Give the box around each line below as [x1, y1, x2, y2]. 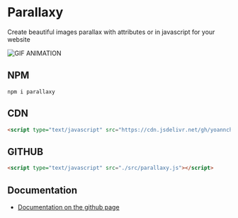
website [7, 35, 30, 43]
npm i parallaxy [7, 88, 55, 96]
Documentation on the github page [17, 202, 120, 211]
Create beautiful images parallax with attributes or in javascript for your [7, 28, 215, 36]
